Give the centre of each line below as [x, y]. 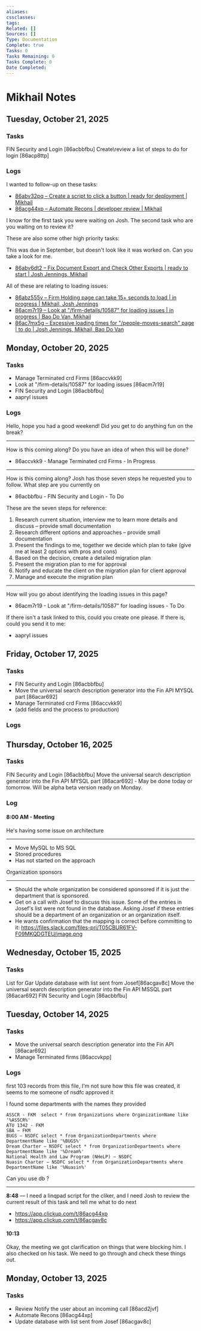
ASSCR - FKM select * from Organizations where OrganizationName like [97, 1115]
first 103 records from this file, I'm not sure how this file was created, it [93, 1086]
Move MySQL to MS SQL [45, 847]
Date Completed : [26, 67]
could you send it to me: [36, 623]
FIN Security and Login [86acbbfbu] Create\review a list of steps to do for [97, 149]
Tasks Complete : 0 [29, 62]
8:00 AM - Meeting [31, 817]
